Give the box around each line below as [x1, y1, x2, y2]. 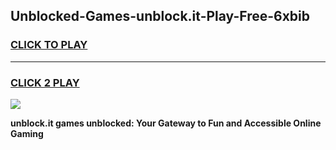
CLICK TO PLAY [10, 38, 88, 52]
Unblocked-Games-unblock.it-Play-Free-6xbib [10, 8, 311, 25]
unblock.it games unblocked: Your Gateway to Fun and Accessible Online [10, 117, 322, 129]
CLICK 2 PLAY [10, 75, 80, 89]
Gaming [10, 127, 44, 139]
